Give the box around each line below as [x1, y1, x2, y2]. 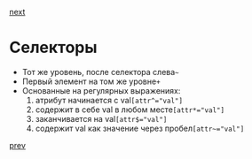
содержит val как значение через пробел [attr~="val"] [35, 123, 245, 133]
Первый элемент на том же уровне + [21, 76, 161, 87]
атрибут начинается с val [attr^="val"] [35, 95, 184, 105]
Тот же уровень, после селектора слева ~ [21, 66, 179, 77]
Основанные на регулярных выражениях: [21, 85, 181, 95]
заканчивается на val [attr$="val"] [35, 113, 168, 124]
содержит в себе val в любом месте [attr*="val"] [35, 104, 224, 115]
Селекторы [9, 38, 98, 57]
